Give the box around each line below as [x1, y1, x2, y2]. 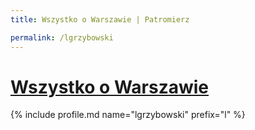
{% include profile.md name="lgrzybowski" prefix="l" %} [10, 109, 246, 121]
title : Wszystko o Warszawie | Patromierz [10, 14, 190, 25]
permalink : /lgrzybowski [10, 32, 114, 43]
